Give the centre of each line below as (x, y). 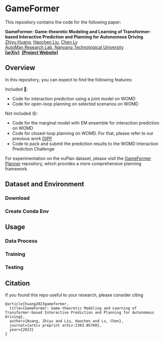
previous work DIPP (32, 138)
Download (18, 198)
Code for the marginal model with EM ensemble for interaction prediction (86, 122)
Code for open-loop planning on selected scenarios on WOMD (75, 104)
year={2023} (22, 329)
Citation (18, 283)
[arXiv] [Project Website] (32, 52)
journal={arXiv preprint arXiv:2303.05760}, (56, 325)
